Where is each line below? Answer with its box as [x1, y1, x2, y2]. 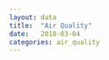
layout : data [9, 12, 57, 22]
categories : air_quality [9, 37, 100, 47]
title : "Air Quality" [9, 21, 92, 30]
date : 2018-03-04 [9, 29, 81, 38]
